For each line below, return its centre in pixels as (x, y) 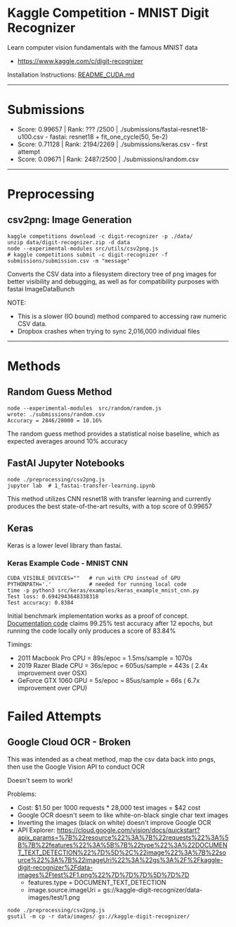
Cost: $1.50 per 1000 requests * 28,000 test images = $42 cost (109, 807)
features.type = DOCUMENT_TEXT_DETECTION (97, 882)
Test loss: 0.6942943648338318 (53, 596)
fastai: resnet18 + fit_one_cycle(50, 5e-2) (109, 137)
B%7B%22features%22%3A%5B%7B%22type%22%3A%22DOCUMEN (122, 845)
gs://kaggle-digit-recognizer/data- (153, 890)
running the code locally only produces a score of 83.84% (92, 631)
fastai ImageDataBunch (41, 289)
